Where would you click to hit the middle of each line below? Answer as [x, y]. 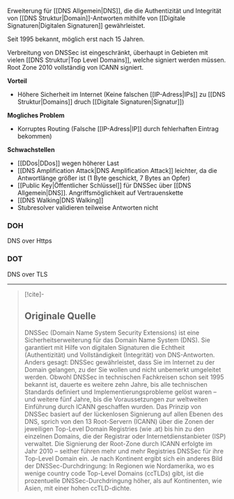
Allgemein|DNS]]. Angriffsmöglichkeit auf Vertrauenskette [100, 193]
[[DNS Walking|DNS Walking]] [60, 200]
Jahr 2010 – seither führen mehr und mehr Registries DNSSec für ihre [124, 451]
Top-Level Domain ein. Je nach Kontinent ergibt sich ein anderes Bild [123, 459]
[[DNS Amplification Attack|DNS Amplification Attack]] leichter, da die [117, 170]
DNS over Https [30, 241]
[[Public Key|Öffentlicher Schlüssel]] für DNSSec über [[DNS [104, 185]
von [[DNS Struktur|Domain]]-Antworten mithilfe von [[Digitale [96, 18]
